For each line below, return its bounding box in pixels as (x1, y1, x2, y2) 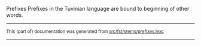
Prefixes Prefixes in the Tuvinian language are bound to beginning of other (6, 5, 190, 12)
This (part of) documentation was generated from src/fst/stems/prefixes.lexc (6, 29, 165, 35)
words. (6, 11, 23, 19)
